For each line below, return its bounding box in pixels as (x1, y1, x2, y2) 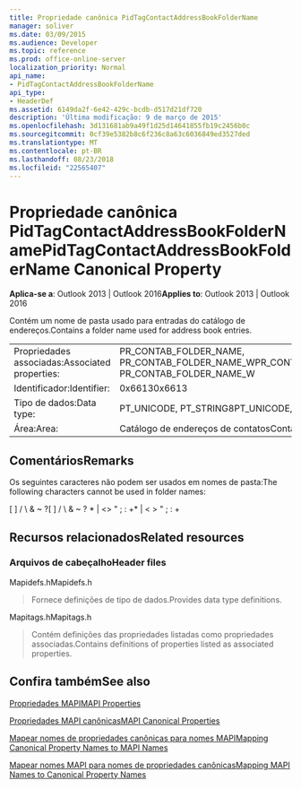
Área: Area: (13, 422, 59, 435)
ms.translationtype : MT (9, 138, 99, 147)
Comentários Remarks (9, 453, 134, 468)
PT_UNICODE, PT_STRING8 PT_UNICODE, (119, 403, 293, 415)
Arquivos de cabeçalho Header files (9, 557, 167, 569)
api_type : (9, 88, 47, 97)
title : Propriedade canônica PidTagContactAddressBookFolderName (9, 13, 258, 22)
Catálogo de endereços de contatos (119, 422, 271, 435)
